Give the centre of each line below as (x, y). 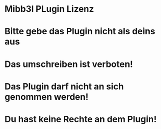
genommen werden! (47, 97)
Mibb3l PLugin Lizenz (49, 9)
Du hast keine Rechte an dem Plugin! (81, 119)
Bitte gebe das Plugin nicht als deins (80, 32)
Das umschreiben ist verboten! (69, 64)
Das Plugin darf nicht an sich (64, 86)
